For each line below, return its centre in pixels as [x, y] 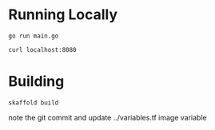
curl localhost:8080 [43, 49]
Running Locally [63, 15]
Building [36, 82]
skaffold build [34, 102]
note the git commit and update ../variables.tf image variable [107, 117]
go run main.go [34, 36]
